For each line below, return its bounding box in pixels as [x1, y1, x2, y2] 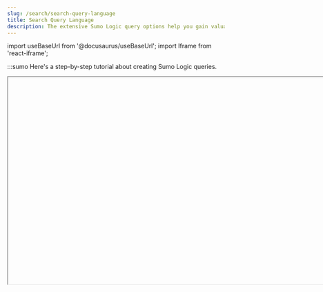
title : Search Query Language [7, 17, 95, 23]
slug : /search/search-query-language [7, 10, 116, 17]
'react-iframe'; [7, 49, 48, 57]
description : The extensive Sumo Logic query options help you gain [7, 23, 208, 30]
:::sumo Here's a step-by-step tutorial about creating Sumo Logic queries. [7, 63, 217, 71]
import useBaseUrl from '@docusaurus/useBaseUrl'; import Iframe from [7, 42, 212, 50]
